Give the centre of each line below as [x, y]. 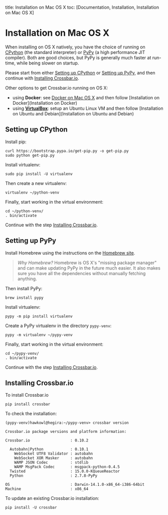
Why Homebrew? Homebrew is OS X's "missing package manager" [87, 263]
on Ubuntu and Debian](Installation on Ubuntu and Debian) [73, 113]
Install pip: [16, 142]
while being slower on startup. [48, 63]
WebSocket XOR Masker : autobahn [54, 458]
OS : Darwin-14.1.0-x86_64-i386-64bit [75, 485]
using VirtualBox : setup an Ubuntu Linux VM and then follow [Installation [88, 108]
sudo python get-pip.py [30, 155]
